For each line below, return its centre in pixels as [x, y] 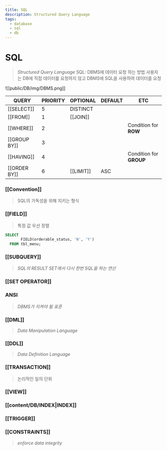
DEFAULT [112, 100]
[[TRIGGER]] [20, 419]
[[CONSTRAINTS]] [28, 432]
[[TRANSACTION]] [28, 367]
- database [21, 24]
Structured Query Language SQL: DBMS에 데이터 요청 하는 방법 [81, 72]
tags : [11, 19]
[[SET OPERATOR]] [28, 282]
